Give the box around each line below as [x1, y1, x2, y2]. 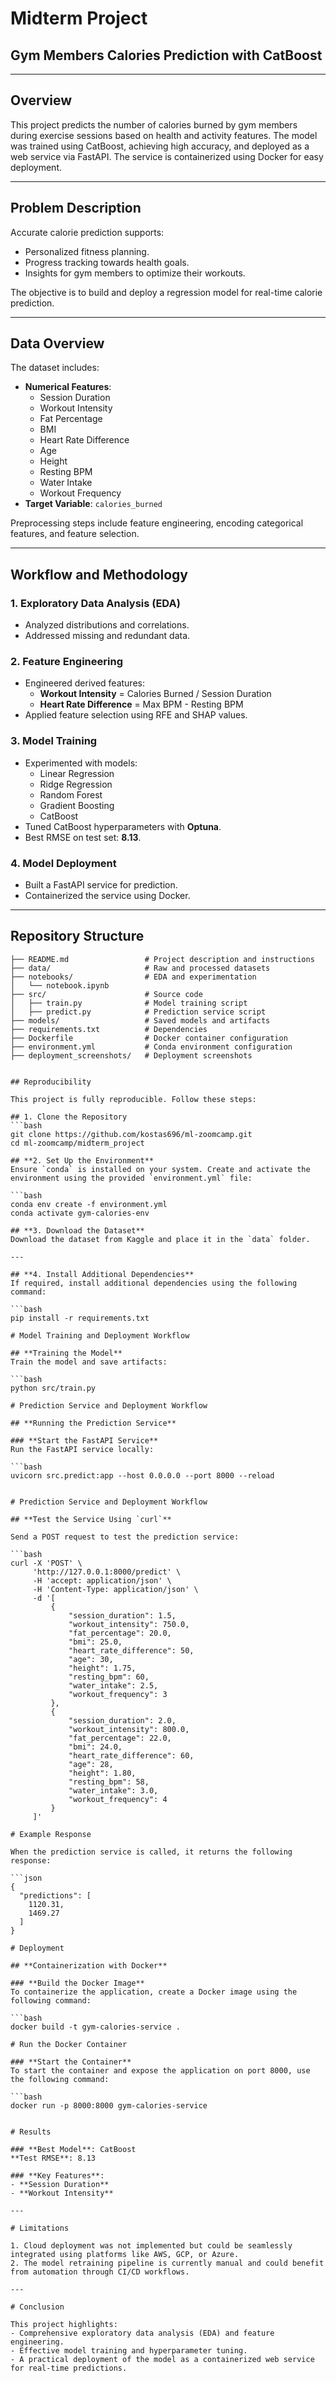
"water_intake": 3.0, [68, 1785, 159, 1796]
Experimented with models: [24, 757, 138, 769]
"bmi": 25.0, [68, 1637, 123, 1647]
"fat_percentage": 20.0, [68, 1628, 172, 1638]
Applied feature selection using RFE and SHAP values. [24, 709, 248, 721]
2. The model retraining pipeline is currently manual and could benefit [10, 2258, 325, 2268]
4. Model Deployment [10, 856, 117, 870]
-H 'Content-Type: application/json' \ [32, 1584, 199, 1594]
